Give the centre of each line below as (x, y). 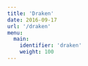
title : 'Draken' (30, 13)
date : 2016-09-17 (32, 20)
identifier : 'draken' (51, 45)
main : (21, 39)
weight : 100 (37, 52)
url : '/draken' (29, 26)
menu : (15, 33)
